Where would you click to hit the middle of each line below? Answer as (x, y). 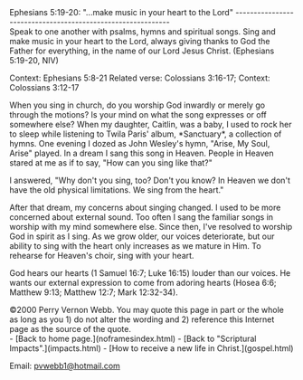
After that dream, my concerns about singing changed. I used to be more (145, 207)
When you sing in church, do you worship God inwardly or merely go (137, 105)
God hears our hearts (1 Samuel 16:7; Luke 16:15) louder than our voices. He (150, 273)
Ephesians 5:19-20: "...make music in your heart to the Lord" (121, 12)
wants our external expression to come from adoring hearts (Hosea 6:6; (143, 283)
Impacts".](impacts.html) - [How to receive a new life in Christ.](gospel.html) (151, 348)
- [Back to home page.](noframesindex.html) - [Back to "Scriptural (133, 338)
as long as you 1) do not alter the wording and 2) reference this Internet (142, 319)
